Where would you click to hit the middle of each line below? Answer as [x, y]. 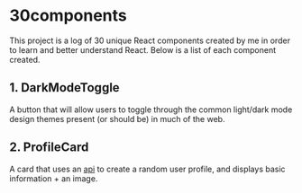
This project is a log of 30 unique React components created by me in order [150, 40]
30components [69, 16]
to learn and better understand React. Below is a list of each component [143, 49]
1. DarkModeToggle [64, 88]
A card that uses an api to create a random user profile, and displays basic [147, 169]
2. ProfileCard [49, 148]
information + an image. [54, 178]
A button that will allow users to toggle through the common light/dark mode [151, 110]
